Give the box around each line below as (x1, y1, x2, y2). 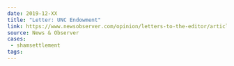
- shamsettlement (10, 42, 61, 49)
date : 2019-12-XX (7, 10, 58, 17)
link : (7, 23, 23, 30)
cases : (7, 36, 26, 43)
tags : (7, 49, 23, 56)
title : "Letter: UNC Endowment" (7, 16, 101, 23)
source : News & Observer (7, 29, 79, 36)
